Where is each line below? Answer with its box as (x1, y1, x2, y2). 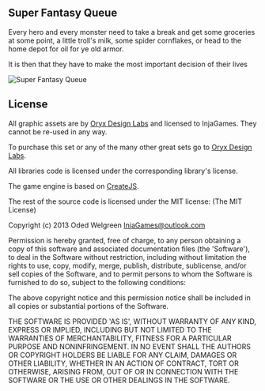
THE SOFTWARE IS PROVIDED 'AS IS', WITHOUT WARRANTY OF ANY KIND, (8, 316, 257, 326)
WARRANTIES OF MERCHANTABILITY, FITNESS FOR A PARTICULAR (8, 333, 232, 343)
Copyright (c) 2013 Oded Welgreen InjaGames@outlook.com (8, 220, 206, 230)
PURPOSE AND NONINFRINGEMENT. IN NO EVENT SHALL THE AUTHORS (8, 341, 252, 351)
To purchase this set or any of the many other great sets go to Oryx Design (8, 142, 252, 152)
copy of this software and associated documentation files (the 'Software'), (8, 244, 251, 254)
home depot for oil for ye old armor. (8, 43, 124, 54)
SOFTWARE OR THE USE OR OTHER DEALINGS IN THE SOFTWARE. (8, 375, 230, 385)
